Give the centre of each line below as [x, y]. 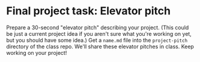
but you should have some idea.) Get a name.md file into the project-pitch [97, 40]
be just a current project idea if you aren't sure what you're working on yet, [99, 33]
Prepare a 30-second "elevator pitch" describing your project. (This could [98, 27]
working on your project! [37, 52]
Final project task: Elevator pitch [89, 11]
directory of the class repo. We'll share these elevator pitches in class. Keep [100, 46]
